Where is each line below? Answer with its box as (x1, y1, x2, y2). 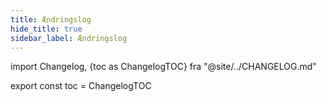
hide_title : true (10, 24, 83, 34)
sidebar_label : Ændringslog (10, 33, 128, 43)
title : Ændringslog (10, 14, 92, 25)
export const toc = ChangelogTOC (10, 80, 152, 92)
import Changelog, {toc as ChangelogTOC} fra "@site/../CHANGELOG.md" (10, 61, 317, 73)
